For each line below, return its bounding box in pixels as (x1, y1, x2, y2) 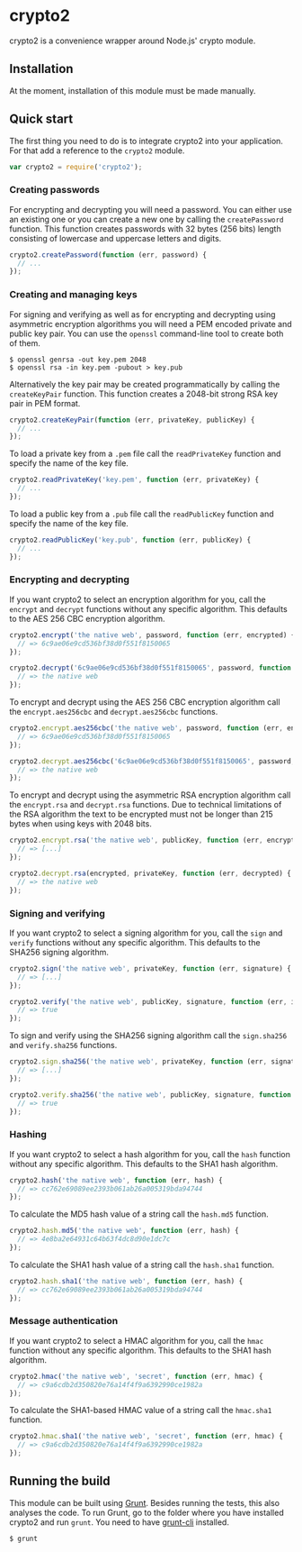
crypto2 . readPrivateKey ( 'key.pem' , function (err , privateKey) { (9, 475, 259, 485)
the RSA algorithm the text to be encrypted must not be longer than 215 (9, 808, 274, 820)
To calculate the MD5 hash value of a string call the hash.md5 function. (9, 1209, 270, 1219)
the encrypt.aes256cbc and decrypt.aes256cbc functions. (9, 707, 218, 717)
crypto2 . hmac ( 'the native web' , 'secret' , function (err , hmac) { (9, 1372, 263, 1381)
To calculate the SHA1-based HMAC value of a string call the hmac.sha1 (9, 1405, 272, 1416)
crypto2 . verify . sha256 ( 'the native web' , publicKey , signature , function (9, 1090, 292, 1100)
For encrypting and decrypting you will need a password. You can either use (9, 204, 292, 215)
